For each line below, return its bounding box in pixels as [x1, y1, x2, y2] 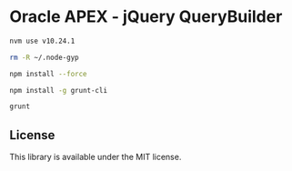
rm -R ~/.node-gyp [9, 53, 79, 62]
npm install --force [9, 69, 88, 78]
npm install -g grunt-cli [9, 85, 107, 95]
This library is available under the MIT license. [9, 152, 182, 163]
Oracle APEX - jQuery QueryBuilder [9, 6, 283, 27]
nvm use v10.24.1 [9, 36, 76, 45]
